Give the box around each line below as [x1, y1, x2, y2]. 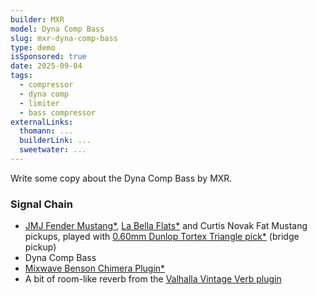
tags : [10, 71, 33, 81]
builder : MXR [10, 14, 65, 25]
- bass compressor [19, 107, 97, 118]
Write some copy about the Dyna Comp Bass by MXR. [10, 172, 233, 184]
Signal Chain [10, 197, 73, 211]
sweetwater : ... [19, 145, 87, 155]
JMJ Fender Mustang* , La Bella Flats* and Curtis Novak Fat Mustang [24, 220, 308, 232]
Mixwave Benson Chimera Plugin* [24, 262, 166, 275]
